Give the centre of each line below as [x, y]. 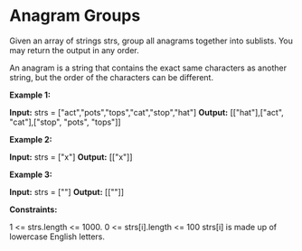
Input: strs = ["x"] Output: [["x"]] [71, 157]
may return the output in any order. [74, 50]
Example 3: [31, 174]
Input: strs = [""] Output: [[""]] [67, 191]
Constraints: [33, 209]
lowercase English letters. [57, 237]
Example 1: [30, 95]
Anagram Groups [75, 16]
